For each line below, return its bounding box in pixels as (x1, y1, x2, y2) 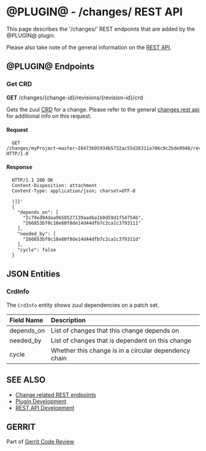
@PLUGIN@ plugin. (6, 31, 56, 39)
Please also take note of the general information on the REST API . (6, 44, 172, 51)
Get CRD (6, 80, 32, 88)
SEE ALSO (6, 375, 46, 385)
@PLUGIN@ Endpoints (6, 61, 95, 72)
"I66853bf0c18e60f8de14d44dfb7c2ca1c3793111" (22, 220, 141, 226)
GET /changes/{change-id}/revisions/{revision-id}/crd (6, 94, 143, 101)
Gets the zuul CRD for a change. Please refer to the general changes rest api (6, 106, 200, 113)
